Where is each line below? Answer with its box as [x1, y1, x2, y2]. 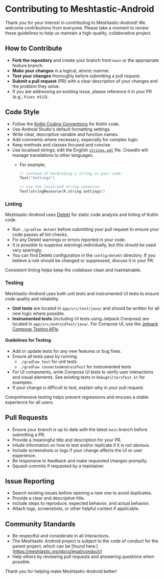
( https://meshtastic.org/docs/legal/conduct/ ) [12, 549, 103, 555]
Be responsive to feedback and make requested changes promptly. [12, 458, 148, 463]
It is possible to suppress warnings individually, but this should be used [12, 242, 156, 248]
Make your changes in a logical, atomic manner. [12, 68, 110, 73]
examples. [12, 379, 33, 385]
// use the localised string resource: [19, 185, 101, 190]
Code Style [5, 108, 40, 116]
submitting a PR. [12, 432, 46, 437]
